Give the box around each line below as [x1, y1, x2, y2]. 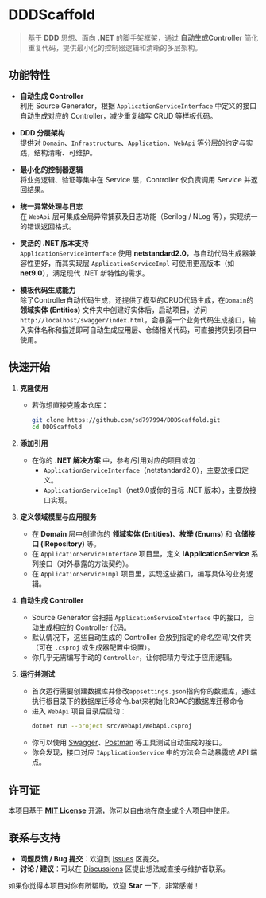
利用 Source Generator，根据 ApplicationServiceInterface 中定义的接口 [19, 101, 256, 111]
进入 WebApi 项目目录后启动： [31, 706, 127, 716]
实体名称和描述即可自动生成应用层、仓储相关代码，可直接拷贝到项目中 [26, 325, 256, 334]
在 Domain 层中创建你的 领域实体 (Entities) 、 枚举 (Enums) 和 [31, 529, 233, 539]
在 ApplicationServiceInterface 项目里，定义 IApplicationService [31, 549, 250, 559]
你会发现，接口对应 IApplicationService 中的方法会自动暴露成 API [31, 748, 249, 757]
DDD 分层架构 [19, 127, 65, 137]
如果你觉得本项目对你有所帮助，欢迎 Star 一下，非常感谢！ [8, 880, 201, 890]
